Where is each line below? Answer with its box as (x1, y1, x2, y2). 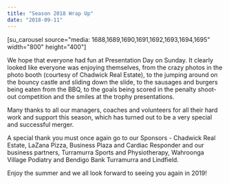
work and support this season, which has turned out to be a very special (7, 113, 212, 121)
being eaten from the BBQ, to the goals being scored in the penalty (7, 85, 197, 93)
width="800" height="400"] (7, 43, 87, 51)
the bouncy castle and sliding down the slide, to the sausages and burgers (7, 78, 218, 86)
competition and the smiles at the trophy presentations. (18, 92, 175, 100)
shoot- (197, 85, 217, 93)
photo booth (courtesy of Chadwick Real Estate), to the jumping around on (7, 70, 218, 79)
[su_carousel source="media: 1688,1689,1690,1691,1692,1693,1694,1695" (7, 35, 210, 43)
